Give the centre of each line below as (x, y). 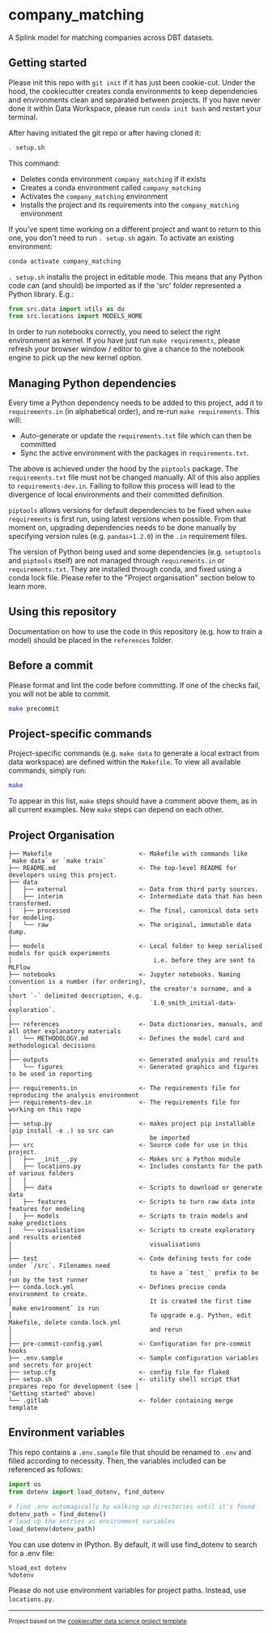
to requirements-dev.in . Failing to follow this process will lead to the (122, 486)
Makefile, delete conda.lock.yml (65, 1323)
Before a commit (51, 666)
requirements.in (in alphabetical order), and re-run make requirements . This (134, 411)
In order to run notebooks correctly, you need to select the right (115, 332)
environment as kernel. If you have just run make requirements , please (124, 340)
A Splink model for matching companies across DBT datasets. (111, 37)
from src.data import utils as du (67, 309)
